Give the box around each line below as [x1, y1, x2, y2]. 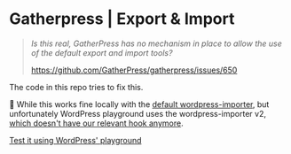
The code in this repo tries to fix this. [9, 81, 144, 92]
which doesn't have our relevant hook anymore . [9, 118, 184, 128]
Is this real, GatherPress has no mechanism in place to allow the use [30, 38, 282, 49]
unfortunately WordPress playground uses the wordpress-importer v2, [9, 108, 266, 119]
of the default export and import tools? [30, 47, 173, 58]
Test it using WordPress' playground [9, 135, 142, 145]
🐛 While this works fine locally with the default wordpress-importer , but [9, 98, 270, 110]
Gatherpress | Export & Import [9, 9, 235, 29]
